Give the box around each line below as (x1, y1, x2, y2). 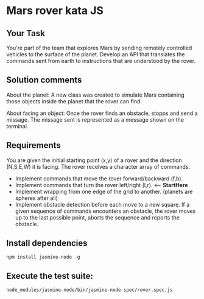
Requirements (6, 140, 61, 150)
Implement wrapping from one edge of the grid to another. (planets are (15, 188, 193, 195)
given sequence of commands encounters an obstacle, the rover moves (15, 207, 196, 215)
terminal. (6, 122, 29, 130)
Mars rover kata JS (6, 4, 104, 18)
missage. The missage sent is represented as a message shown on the (6, 116, 185, 123)
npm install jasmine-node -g (6, 254, 80, 260)
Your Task (6, 28, 46, 39)
